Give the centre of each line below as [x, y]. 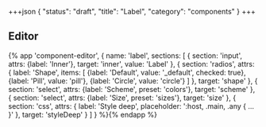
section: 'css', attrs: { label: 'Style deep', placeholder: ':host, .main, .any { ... [131, 106]
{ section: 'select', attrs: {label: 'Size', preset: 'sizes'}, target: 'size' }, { [122, 98]
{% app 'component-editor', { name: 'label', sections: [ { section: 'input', [125, 56]
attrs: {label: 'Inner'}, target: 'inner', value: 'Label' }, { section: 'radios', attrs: [131, 63]
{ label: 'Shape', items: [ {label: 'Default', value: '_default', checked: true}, [127, 72]
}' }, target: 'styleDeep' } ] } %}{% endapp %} [83, 114]
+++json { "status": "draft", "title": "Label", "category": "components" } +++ [132, 12]
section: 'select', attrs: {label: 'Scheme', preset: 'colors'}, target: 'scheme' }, [132, 89]
